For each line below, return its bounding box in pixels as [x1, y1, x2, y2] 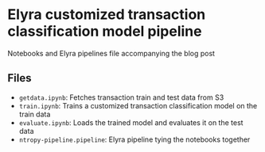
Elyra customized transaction [7, 6, 206, 24]
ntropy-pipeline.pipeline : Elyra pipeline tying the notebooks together [18, 135, 251, 144]
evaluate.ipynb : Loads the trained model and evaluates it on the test [18, 117, 244, 127]
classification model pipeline [7, 22, 202, 40]
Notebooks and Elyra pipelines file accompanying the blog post [7, 48, 216, 58]
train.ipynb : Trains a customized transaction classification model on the [18, 101, 258, 110]
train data [18, 109, 51, 119]
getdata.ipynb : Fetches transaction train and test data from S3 [18, 93, 224, 102]
